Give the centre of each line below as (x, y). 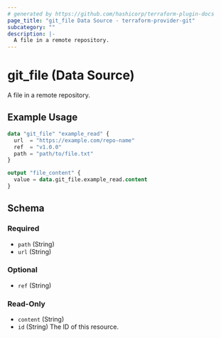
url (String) (34, 251)
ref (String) (34, 285)
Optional (22, 270)
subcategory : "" (31, 27)
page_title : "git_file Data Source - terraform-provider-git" (101, 21)
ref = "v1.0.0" (38, 147)
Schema (26, 208)
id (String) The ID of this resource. (68, 327)
